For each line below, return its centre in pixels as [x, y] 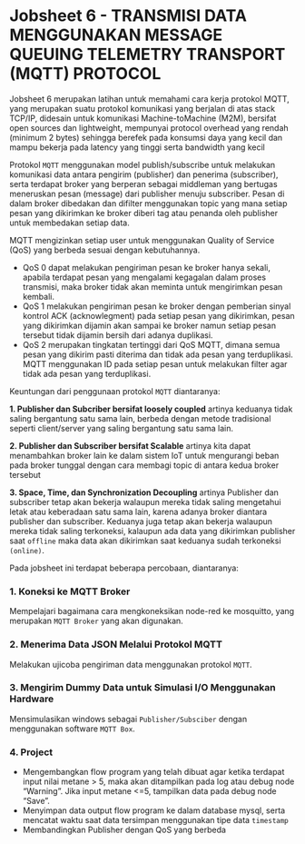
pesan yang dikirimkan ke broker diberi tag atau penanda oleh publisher [144, 213]
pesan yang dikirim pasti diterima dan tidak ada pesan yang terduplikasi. [157, 354]
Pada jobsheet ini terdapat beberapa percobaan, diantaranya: [124, 568]
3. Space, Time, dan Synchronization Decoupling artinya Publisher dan [144, 492]
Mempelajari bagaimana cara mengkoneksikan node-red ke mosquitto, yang [152, 611]
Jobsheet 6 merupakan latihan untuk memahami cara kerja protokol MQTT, [150, 99]
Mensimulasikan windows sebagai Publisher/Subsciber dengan [128, 719]
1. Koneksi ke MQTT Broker [70, 591]
